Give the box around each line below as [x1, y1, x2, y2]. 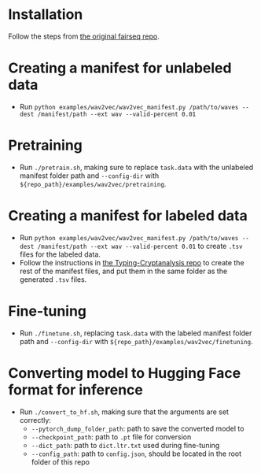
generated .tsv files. [19, 274, 87, 284]
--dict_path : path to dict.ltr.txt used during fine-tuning [31, 440, 220, 450]
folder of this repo [31, 457, 90, 466]
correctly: [19, 415, 51, 424]
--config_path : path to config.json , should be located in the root [31, 449, 242, 458]
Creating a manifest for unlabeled [8, 59, 232, 77]
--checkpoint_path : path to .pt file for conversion [31, 431, 192, 442]
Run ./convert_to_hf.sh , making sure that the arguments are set [19, 407, 230, 417]
